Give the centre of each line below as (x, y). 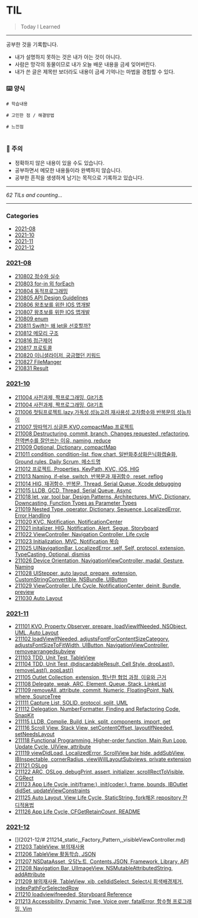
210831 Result (32, 368)
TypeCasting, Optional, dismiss (52, 554)
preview (24, 592)
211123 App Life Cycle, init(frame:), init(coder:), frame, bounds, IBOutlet (101, 784)
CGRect (24, 778)
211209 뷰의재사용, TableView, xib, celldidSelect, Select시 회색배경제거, (99, 881)
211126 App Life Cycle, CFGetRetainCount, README (77, 811)
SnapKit (24, 715)
